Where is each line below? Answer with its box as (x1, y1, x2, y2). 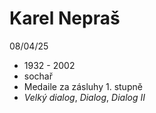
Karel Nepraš (9, 7, 121, 30)
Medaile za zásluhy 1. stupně (23, 80, 143, 92)
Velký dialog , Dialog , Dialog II (23, 91, 146, 103)
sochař (23, 70, 53, 82)
